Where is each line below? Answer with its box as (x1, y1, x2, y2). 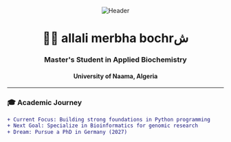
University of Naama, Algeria (73, 72, 158, 80)
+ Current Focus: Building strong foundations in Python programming (7, 116, 211, 123)
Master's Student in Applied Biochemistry (44, 55, 187, 64)
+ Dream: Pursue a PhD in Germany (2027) (7, 129, 128, 136)
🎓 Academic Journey (7, 98, 82, 108)
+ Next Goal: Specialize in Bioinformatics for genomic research (7, 122, 198, 130)
